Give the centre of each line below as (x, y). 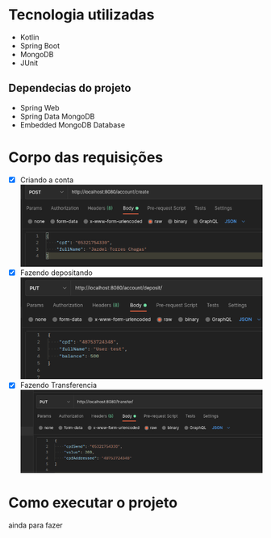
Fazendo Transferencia (58, 386)
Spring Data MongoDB (57, 116)
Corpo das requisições (86, 157)
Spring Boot (40, 45)
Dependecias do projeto (70, 88)
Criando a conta (47, 180)
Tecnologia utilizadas (81, 15)
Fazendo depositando (56, 273)
